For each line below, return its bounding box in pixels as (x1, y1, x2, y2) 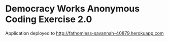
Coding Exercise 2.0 (5, 13, 92, 25)
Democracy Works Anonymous (5, 3, 140, 14)
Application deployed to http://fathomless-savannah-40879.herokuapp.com (5, 30, 164, 36)
